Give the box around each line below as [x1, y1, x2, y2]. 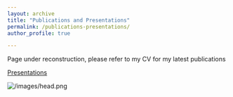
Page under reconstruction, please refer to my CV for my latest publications [7, 55, 226, 64]
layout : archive [7, 10, 55, 17]
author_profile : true [7, 29, 71, 37]
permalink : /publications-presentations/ [7, 23, 131, 30]
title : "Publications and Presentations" [7, 17, 131, 24]
